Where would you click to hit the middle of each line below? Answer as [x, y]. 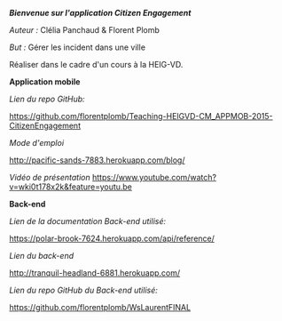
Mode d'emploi [37, 143]
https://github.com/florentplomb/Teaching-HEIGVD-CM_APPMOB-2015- [141, 116]
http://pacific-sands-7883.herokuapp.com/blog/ [97, 160]
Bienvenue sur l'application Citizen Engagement [100, 13]
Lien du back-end [41, 256]
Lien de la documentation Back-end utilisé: [88, 221]
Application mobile [45, 82]
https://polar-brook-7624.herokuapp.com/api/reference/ [112, 238]
